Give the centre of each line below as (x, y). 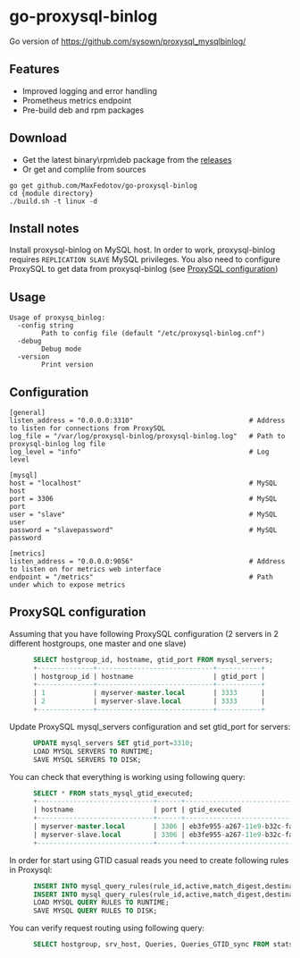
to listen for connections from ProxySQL (87, 428)
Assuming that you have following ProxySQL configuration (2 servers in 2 (144, 633)
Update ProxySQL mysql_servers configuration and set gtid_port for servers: (150, 726)
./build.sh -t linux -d (54, 201)
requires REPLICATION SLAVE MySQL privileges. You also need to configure (145, 259)
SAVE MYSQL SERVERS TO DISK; (87, 759)
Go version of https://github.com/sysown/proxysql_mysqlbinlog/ (128, 41)
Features (34, 69)
